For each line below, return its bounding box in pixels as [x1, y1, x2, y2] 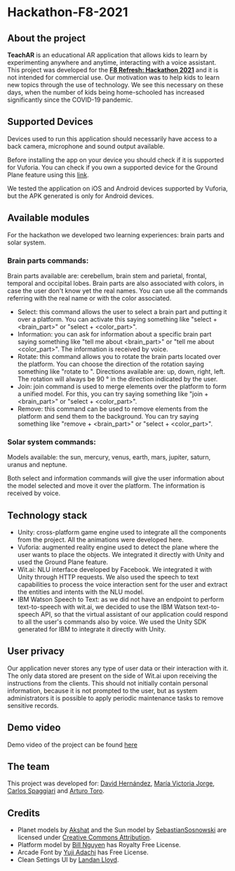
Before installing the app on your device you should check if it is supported [7, 155, 224, 164]
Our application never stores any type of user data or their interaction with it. [7, 664, 229, 672]
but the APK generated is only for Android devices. [7, 191, 154, 200]
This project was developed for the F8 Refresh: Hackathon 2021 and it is [7, 66, 219, 74]
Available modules [7, 212, 90, 224]
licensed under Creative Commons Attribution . [17, 833, 152, 841]
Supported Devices [7, 116, 93, 128]
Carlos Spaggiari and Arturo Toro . [7, 787, 105, 795]
